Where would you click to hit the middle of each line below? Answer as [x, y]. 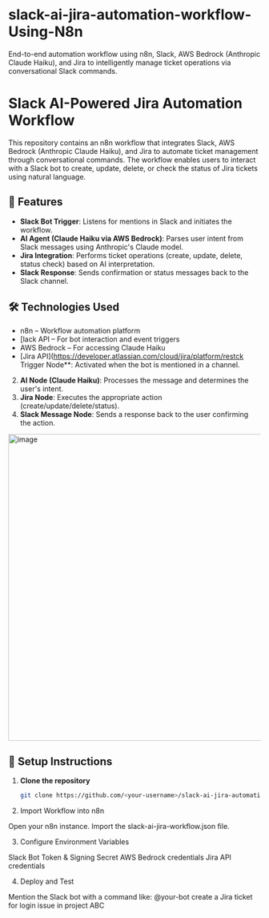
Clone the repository [55, 781]
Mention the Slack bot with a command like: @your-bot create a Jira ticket [130, 897]
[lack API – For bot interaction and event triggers [100, 339]
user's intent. [42, 388]
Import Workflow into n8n [62, 811]
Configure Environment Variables [74, 842]
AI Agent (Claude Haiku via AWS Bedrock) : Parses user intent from [132, 238]
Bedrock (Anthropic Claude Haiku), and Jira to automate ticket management [133, 151]
